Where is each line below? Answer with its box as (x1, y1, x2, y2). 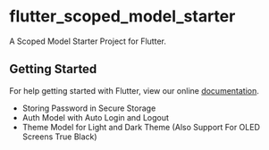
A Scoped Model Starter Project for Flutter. (9, 36, 167, 46)
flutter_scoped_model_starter (9, 6, 236, 27)
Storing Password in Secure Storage (21, 103, 156, 113)
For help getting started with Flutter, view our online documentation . (9, 85, 259, 96)
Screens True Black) (21, 131, 97, 142)
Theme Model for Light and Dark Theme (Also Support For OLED (21, 121, 261, 132)
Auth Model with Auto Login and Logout (21, 112, 170, 122)
